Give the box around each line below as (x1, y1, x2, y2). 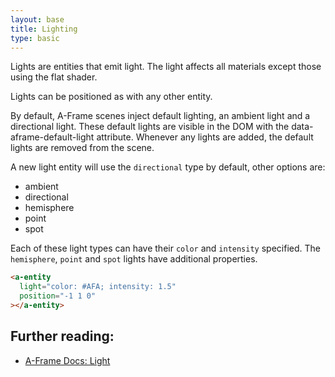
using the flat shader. (10, 71, 98, 83)
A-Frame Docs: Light (24, 354, 111, 366)
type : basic (10, 33, 60, 43)
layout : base (10, 14, 65, 25)
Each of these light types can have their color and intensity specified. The (10, 242, 321, 255)
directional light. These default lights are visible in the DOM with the (10, 121, 290, 133)
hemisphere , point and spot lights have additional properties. (10, 253, 258, 265)
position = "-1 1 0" (19, 291, 97, 301)
